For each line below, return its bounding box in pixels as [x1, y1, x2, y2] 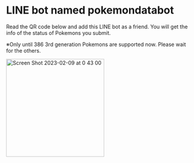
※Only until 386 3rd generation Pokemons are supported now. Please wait [6, 41, 186, 48]
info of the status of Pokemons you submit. [6, 29, 111, 36]
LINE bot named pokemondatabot [6, 4, 174, 17]
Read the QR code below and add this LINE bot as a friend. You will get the [6, 23, 188, 30]
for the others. [6, 47, 41, 54]
